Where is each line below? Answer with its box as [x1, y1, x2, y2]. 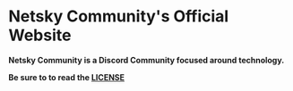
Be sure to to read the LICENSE [8, 71, 125, 82]
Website [8, 25, 72, 45]
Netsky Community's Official [8, 6, 229, 27]
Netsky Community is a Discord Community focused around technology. [8, 54, 285, 65]
